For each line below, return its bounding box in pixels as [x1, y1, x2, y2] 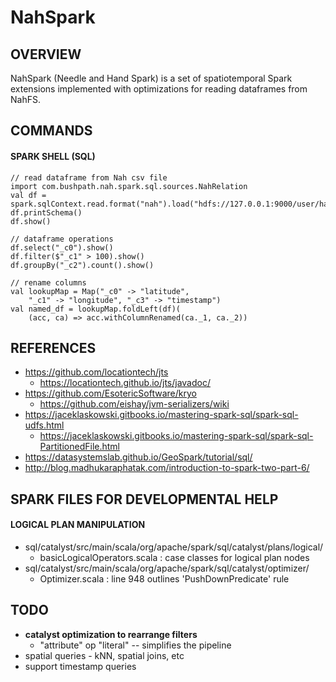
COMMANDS [10, 122, 93, 140]
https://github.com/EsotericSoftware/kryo [24, 387, 197, 400]
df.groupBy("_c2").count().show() [10, 260, 155, 270]
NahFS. [10, 94, 41, 105]
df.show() [10, 216, 52, 226]
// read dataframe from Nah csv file [10, 172, 168, 183]
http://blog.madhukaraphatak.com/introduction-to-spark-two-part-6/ [24, 462, 310, 474]
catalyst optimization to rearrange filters [24, 628, 198, 640]
